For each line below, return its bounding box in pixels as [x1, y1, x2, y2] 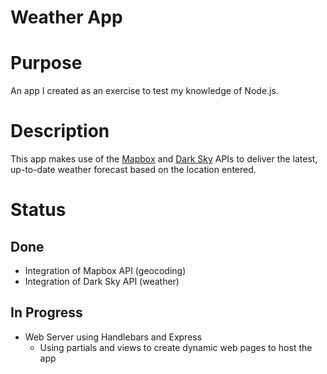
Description [10, 120, 110, 143]
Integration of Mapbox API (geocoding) [24, 265, 187, 277]
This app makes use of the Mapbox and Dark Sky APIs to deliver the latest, [10, 153, 318, 165]
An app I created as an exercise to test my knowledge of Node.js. [10, 85, 279, 97]
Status [10, 199, 67, 221]
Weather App [10, 6, 123, 29]
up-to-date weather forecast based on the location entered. [10, 164, 257, 176]
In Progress [10, 304, 83, 321]
